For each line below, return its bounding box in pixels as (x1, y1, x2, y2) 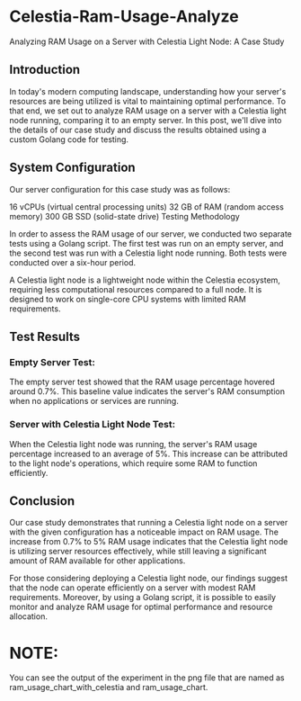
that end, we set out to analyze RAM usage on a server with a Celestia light (9, 105, 288, 116)
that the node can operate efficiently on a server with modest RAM (9, 582, 256, 593)
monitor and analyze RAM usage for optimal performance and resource (9, 601, 273, 613)
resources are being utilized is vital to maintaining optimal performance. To (9, 95, 286, 106)
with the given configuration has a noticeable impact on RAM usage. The (9, 526, 279, 537)
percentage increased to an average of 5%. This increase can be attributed (9, 448, 288, 459)
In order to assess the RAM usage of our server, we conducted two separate (9, 228, 292, 239)
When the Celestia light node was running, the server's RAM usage (9, 438, 258, 449)
